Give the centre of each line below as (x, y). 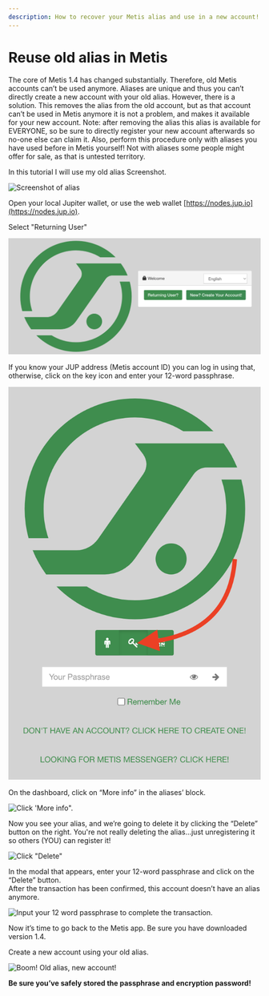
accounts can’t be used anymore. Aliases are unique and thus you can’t (126, 88)
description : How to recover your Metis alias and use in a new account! (134, 17)
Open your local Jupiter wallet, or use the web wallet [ (97, 203)
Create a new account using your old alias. (79, 952)
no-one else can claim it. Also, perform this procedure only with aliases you (133, 139)
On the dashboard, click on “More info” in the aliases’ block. (107, 792)
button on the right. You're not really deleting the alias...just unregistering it (132, 832)
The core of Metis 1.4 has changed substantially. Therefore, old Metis (123, 79)
